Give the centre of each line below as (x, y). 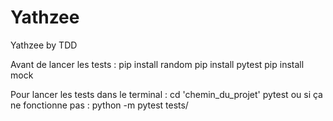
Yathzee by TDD (44, 45)
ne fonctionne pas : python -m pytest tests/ (99, 105)
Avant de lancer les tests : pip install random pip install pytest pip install (157, 64)
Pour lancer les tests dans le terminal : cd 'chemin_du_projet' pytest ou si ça (166, 94)
